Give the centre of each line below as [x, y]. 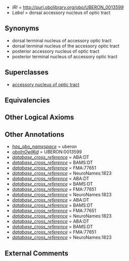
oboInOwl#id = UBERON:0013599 [47, 152]
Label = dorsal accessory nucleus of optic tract [61, 13]
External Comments [37, 253]
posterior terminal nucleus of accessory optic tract [65, 56]
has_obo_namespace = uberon [44, 147]
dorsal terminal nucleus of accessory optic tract [62, 40]
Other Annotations [35, 135]
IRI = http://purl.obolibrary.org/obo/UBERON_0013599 [68, 7]
